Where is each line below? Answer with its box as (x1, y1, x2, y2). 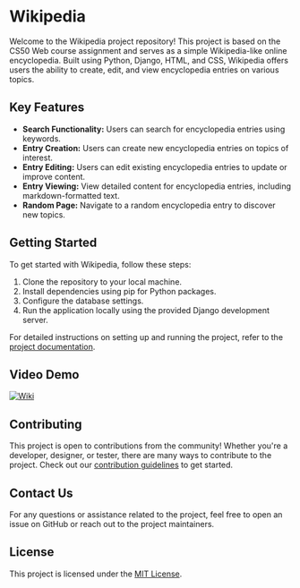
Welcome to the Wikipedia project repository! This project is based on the (9, 36, 281, 47)
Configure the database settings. (21, 295, 144, 306)
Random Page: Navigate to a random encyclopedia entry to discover (21, 200, 276, 210)
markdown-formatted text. (21, 190, 120, 200)
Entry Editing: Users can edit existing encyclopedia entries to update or (21, 161, 288, 172)
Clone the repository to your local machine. (21, 276, 182, 287)
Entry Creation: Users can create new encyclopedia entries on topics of (21, 142, 289, 153)
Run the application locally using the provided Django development (21, 304, 270, 315)
